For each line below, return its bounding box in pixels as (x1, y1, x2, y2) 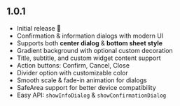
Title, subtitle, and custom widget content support (16, 54, 162, 62)
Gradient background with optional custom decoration (16, 46, 173, 54)
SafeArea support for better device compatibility (16, 83, 157, 91)
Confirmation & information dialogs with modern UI (16, 31, 164, 40)
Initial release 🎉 (16, 24, 61, 32)
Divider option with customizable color (16, 68, 128, 77)
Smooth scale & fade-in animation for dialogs (16, 76, 148, 84)
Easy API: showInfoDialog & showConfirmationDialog (16, 91, 167, 99)
